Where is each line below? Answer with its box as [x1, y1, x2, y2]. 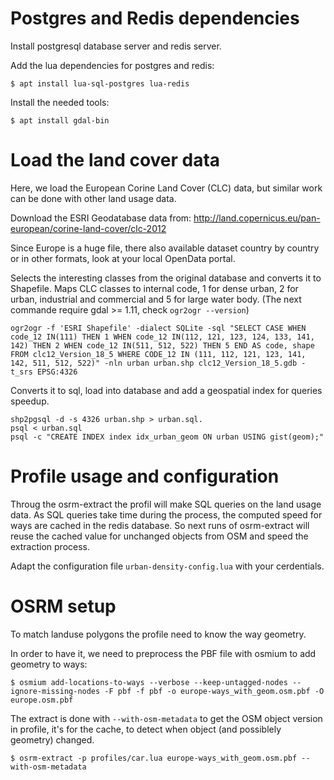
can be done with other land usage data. [10, 192, 177, 204]
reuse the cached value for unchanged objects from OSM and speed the [10, 530, 309, 542]
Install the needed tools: [10, 96, 110, 108]
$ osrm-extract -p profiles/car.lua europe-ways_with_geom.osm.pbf [10, 753, 298, 763]
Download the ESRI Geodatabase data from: [10, 212, 192, 224]
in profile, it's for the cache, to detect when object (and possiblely [10, 723, 282, 735]
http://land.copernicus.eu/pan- [193, 212, 321, 224]
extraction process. [10, 540, 91, 552]
